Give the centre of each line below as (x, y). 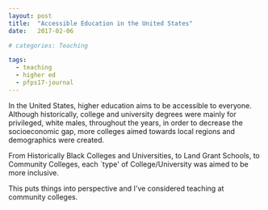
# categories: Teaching (48, 45)
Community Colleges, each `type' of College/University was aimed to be (128, 164)
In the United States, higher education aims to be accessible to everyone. (130, 105)
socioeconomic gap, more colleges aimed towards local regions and (122, 131)
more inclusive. (33, 172)
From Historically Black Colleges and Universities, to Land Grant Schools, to (134, 155)
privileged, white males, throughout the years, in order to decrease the (126, 123)
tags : (17, 60)
